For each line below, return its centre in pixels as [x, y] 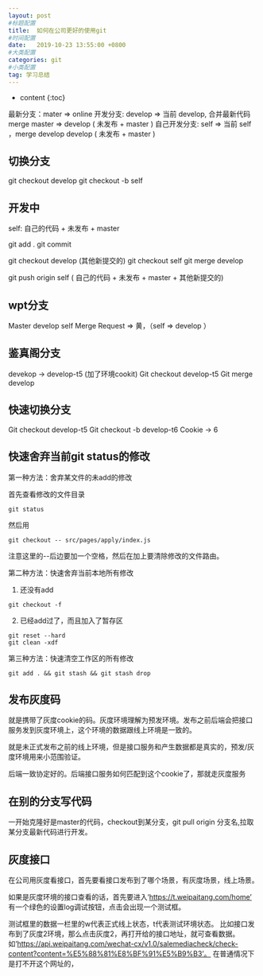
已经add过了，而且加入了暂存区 [71, 620]
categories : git [35, 60]
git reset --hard [37, 636]
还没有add [37, 589]
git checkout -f [35, 605]
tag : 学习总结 [29, 75]
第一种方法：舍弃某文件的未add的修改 [70, 477]
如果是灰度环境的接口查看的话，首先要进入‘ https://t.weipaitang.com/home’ [130, 896]
